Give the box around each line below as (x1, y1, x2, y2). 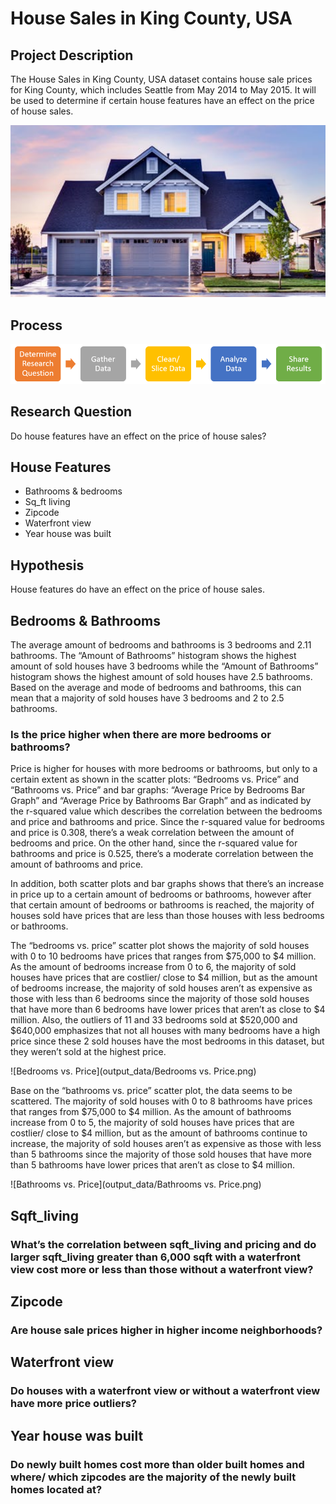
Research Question (10, 403, 133, 421)
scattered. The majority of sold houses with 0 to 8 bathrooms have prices (10, 1095, 313, 1107)
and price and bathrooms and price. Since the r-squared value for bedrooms (10, 816, 326, 828)
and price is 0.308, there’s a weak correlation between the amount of (10, 827, 295, 839)
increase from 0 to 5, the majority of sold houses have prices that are (10, 1117, 295, 1129)
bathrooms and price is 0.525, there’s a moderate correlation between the (10, 848, 314, 860)
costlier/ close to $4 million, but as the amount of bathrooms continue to (10, 1127, 308, 1139)
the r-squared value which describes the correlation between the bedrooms (10, 805, 323, 817)
